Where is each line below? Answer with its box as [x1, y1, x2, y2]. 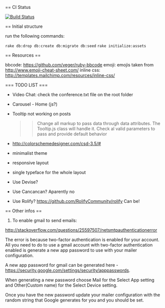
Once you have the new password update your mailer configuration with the [5, 292, 160, 298]
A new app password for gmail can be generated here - [5, 262, 118, 268]
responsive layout [12, 160, 49, 166]
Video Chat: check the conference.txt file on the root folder [12, 92, 133, 97]
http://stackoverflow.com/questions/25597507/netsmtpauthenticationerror [5, 227, 158, 233]
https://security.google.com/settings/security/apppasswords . [5, 267, 130, 273]
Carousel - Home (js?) [12, 101, 58, 107]
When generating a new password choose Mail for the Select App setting [5, 277, 155, 283]
